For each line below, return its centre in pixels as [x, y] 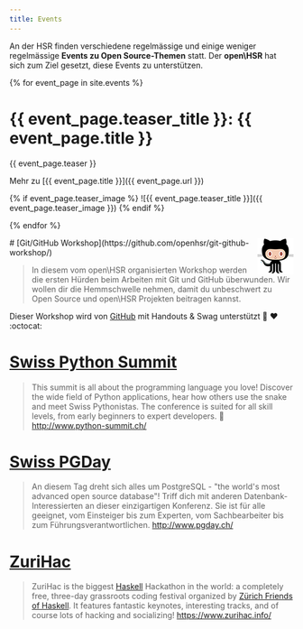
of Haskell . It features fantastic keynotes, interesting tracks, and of [155, 606]
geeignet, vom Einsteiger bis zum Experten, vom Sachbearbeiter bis [157, 515]
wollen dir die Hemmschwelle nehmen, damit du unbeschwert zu [151, 289]
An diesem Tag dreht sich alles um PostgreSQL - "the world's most [156, 486]
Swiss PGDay [60, 462]
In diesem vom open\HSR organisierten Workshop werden [139, 270]
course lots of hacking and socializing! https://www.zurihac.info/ [151, 615]
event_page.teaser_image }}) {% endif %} [87, 208]
